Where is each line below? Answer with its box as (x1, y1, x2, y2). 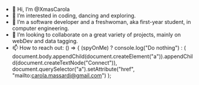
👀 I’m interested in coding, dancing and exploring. (11, 12, 136, 19)
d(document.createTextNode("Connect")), (11, 59, 117, 66)
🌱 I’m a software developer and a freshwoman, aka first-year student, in (11, 19, 191, 25)
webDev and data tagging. (11, 38, 79, 44)
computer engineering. (11, 25, 70, 32)
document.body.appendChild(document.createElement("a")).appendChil (11, 53, 194, 60)
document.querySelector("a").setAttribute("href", (11, 66, 135, 72)
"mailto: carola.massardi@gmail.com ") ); (11, 72, 112, 79)
